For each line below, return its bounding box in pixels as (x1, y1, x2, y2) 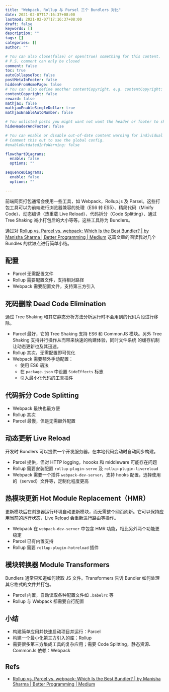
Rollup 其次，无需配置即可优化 (12, 350, 75, 356)
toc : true (5, 68, 26, 73)
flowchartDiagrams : (5, 152, 46, 157)
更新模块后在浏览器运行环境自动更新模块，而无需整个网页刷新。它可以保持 (5, 508, 159, 514)
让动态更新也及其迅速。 (12, 343, 61, 350)
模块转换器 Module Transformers (5, 561, 110, 569)
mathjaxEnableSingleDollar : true (5, 105, 75, 111)
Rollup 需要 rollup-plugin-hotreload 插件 (12, 544, 99, 550)
